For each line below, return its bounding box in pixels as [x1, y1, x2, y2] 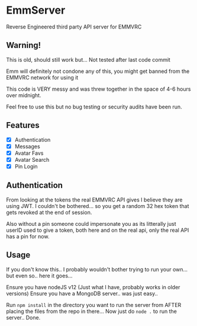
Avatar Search [14, 156, 50, 163]
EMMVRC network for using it [6, 73, 79, 81]
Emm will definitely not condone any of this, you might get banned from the [6, 68, 190, 75]
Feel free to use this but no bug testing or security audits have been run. [6, 103, 182, 110]
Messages [14, 143, 40, 150]
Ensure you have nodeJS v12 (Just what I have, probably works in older [6, 283, 180, 290]
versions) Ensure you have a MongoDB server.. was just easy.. [6, 290, 158, 297]
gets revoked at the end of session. [6, 209, 92, 216]
